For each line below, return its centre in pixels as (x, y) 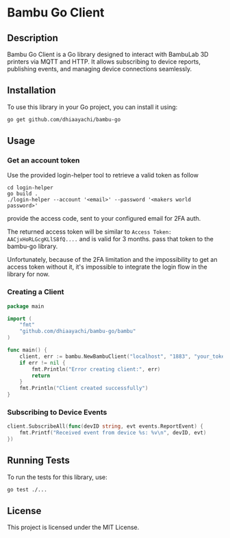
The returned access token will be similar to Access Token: (90, 232)
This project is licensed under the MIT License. (73, 527)
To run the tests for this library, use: (57, 477)
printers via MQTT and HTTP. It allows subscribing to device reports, (104, 62)
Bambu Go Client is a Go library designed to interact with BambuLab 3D (108, 54)
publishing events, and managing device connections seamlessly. (100, 69)
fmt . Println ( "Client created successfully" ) (84, 389)
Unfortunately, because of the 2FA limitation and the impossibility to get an (112, 260)
